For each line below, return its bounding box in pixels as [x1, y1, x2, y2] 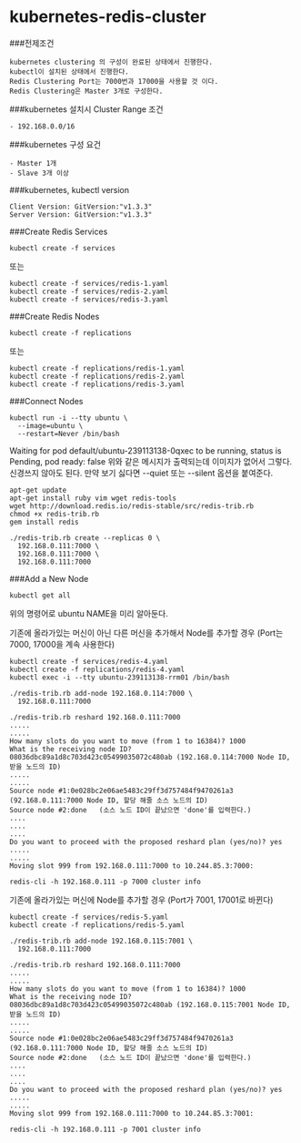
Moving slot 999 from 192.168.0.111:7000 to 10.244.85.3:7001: [9, 1108, 255, 1117]
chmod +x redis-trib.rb [9, 509, 100, 518]
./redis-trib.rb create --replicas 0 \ [9, 533, 161, 543]
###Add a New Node [9, 573, 89, 584]
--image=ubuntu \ [17, 421, 84, 430]
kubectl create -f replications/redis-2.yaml [9, 372, 185, 381]
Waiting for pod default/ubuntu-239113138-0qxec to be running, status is [9, 444, 282, 456]
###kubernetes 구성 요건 [9, 138, 102, 149]
